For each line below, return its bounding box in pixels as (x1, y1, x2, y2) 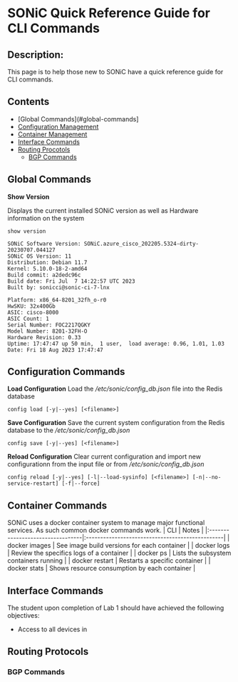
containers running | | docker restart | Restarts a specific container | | (7, 556, 211, 565)
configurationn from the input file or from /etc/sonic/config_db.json (7, 460, 205, 468)
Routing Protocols (7, 646, 89, 658)
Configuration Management (17, 122, 99, 131)
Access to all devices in (17, 625, 88, 633)
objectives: (7, 611, 40, 620)
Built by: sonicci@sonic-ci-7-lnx (7, 284, 110, 291)
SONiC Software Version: (7, 240, 81, 247)
